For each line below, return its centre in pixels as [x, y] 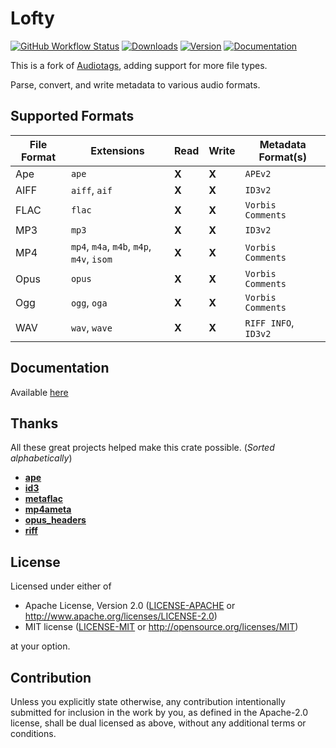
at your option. [40, 646]
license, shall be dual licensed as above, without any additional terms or [158, 723]
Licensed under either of [61, 586]
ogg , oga [89, 302]
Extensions [117, 150]
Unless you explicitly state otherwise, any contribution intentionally [148, 701]
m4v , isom [91, 259]
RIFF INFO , [269, 322]
